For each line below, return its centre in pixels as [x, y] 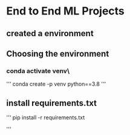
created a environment [50, 33]
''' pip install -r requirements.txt [46, 118]
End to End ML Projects [66, 11]
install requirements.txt [51, 103]
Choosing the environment [58, 53]
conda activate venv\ [38, 71]
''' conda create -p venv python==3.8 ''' [56, 84]
